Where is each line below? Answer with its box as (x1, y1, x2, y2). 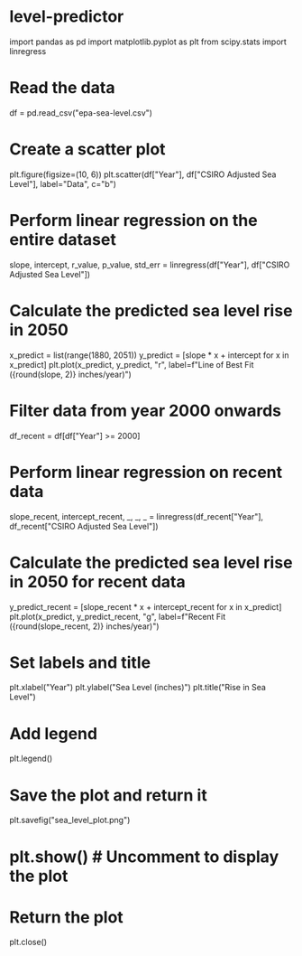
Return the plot (9, 906, 124, 927)
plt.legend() (9, 753, 53, 764)
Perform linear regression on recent (9, 462, 283, 483)
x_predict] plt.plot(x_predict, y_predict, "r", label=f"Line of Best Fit (9, 359, 254, 370)
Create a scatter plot (9, 139, 166, 160)
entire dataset (9, 230, 117, 249)
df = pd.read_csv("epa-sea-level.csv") (9, 107, 153, 118)
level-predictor (9, 6, 124, 27)
